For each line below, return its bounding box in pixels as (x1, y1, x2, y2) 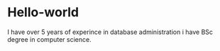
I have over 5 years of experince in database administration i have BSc (7, 28, 214, 36)
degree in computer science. (7, 35, 92, 43)
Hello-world (7, 4, 79, 21)
